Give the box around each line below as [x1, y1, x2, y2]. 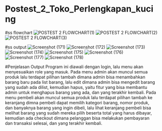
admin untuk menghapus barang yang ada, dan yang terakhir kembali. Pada [5, 89, 156, 95]
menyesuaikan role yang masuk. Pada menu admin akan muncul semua [5, 69, 148, 74]
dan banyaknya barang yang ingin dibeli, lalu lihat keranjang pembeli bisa [5, 105, 151, 111]
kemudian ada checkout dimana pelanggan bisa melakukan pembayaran [5, 115, 149, 121]
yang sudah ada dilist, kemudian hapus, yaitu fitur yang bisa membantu [5, 84, 147, 90]
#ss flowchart [5, 29, 32, 35]
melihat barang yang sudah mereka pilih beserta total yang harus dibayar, [5, 110, 152, 116]
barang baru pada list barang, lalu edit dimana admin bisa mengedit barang [5, 79, 155, 85]
